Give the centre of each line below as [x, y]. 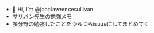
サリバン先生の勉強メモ [42, 16]
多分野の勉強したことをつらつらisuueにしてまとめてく [80, 24]
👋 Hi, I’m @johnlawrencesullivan [52, 9]
